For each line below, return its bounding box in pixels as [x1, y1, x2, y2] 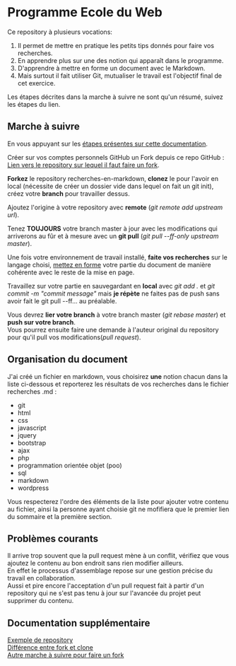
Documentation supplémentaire [7, 617, 151, 629]
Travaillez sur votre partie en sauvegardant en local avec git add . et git [7, 281, 216, 290]
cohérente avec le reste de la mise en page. [7, 268, 135, 276]
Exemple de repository [7, 636, 73, 644]
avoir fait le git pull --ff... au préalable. [7, 296, 117, 305]
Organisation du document [7, 354, 128, 366]
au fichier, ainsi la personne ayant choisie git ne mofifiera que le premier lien [7, 505, 230, 513]
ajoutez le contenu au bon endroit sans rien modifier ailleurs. [7, 559, 184, 568]
